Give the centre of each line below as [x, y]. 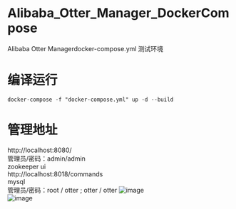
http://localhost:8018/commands [55, 174]
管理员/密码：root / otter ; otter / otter [62, 190]
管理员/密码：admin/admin [46, 159]
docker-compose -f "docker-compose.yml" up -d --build [91, 100]
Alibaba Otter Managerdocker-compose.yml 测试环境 [86, 48]
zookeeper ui [27, 166]
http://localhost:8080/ [40, 150]
